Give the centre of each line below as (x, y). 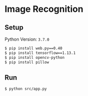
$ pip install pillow (27, 62)
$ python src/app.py (26, 89)
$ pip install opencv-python (35, 57)
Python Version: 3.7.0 (27, 39)
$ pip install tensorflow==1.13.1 (40, 53)
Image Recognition (44, 9)
